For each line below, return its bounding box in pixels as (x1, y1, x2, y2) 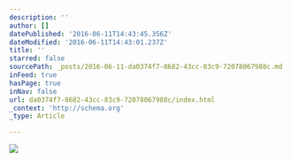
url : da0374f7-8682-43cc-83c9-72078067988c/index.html (9, 95, 216, 104)
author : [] (9, 21, 50, 30)
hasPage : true (9, 79, 62, 88)
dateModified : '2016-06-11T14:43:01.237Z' (9, 37, 168, 47)
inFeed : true (9, 71, 57, 80)
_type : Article (9, 112, 65, 120)
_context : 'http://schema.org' (9, 104, 125, 112)
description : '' (9, 12, 69, 22)
